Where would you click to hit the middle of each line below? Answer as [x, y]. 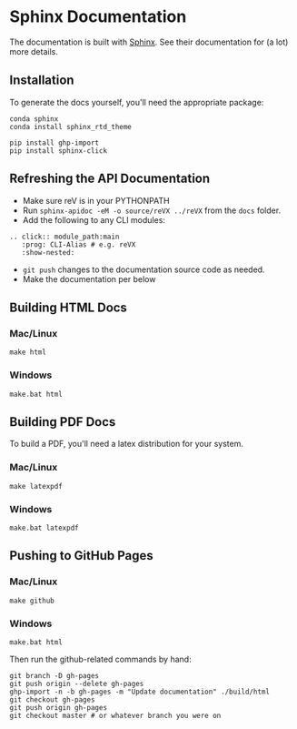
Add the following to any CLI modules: [94, 219]
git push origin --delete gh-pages [77, 683]
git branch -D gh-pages [54, 675]
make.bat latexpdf [44, 528]
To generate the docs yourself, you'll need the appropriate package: [137, 102]
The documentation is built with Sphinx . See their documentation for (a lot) [149, 42]
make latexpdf [36, 486]
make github [32, 601]
